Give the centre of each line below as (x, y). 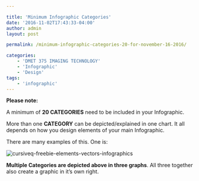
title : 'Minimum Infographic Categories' (59, 17)
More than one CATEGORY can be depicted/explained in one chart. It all (96, 124)
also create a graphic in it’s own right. (53, 171)
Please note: (22, 100)
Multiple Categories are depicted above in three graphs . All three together (100, 165)
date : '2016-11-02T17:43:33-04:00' (51, 23)
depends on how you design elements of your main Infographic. (85, 130)
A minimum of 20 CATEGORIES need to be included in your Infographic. (95, 112)
